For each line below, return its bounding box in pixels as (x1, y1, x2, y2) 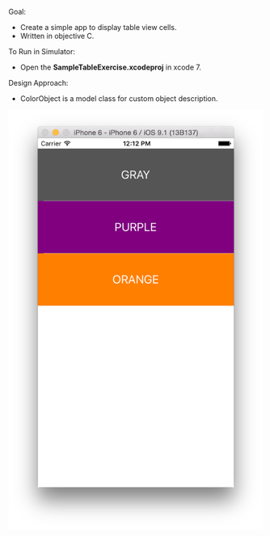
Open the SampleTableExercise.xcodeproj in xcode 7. (19, 62, 202, 72)
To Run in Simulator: (8, 47, 75, 56)
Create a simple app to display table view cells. (19, 23, 177, 32)
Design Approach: (8, 78, 69, 87)
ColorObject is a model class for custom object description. (19, 94, 218, 103)
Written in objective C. (19, 32, 95, 40)
